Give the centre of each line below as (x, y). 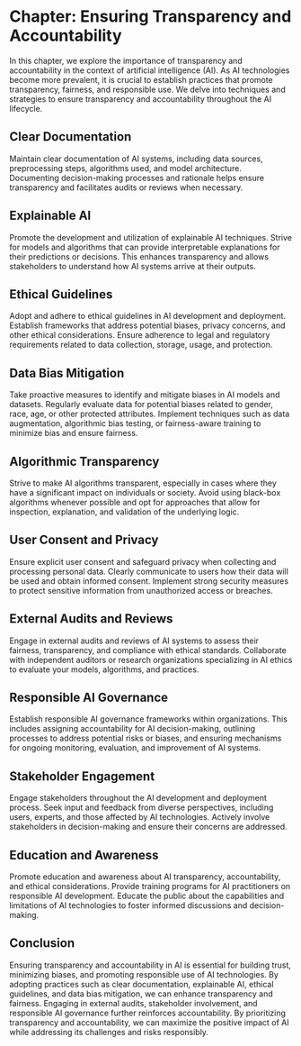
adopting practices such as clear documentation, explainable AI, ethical (142, 984)
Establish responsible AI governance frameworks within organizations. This (148, 719)
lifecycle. (26, 108)
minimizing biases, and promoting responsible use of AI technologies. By (144, 974)
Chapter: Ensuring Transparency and (150, 17)
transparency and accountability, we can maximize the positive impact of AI (149, 1022)
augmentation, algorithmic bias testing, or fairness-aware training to (135, 423)
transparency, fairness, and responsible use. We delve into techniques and (147, 89)
